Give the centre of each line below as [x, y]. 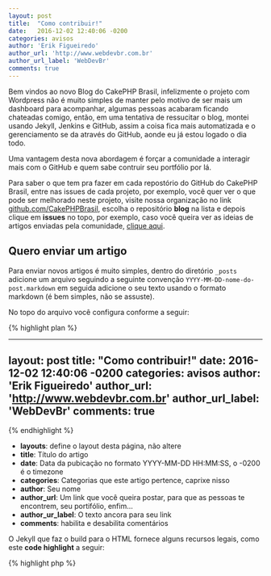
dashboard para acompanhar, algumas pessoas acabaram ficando [119, 108]
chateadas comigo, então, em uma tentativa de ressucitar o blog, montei [129, 117]
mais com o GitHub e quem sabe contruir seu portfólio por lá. [110, 167]
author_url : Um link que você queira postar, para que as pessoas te [132, 498]
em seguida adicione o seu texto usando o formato [142, 288]
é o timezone [42, 472]
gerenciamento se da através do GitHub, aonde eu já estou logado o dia [128, 134]
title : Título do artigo [54, 455]
